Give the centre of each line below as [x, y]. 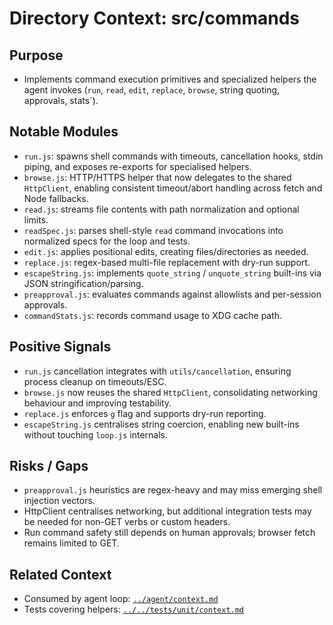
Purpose [36, 55]
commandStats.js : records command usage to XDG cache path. [153, 315]
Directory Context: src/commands [154, 18]
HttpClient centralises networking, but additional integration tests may [167, 511]
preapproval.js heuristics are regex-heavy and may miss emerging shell [173, 490]
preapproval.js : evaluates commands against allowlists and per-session [172, 294]
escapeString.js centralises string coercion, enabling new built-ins [161, 424]
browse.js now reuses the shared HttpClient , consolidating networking [170, 392]
